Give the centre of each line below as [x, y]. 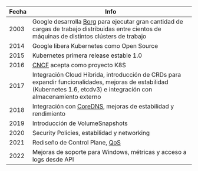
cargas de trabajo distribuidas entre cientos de [97, 29]
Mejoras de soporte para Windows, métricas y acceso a [109, 152]
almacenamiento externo [67, 97]
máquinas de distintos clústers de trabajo [89, 36]
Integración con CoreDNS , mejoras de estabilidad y [103, 106]
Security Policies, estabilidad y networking [91, 133]
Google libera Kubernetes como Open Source [95, 46]
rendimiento [49, 114]
